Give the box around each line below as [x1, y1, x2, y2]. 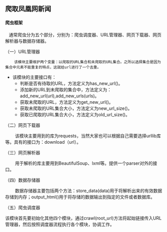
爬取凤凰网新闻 [5, 4, 51, 13]
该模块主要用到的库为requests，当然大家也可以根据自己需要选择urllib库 [14, 133, 161, 139]
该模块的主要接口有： [12, 74, 56, 80]
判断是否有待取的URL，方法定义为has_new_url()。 [19, 80, 123, 86]
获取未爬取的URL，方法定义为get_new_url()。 [19, 99, 114, 105]
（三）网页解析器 [5, 149, 40, 156]
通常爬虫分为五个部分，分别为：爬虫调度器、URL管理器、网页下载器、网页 [8, 31, 162, 37]
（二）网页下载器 [5, 122, 40, 128]
